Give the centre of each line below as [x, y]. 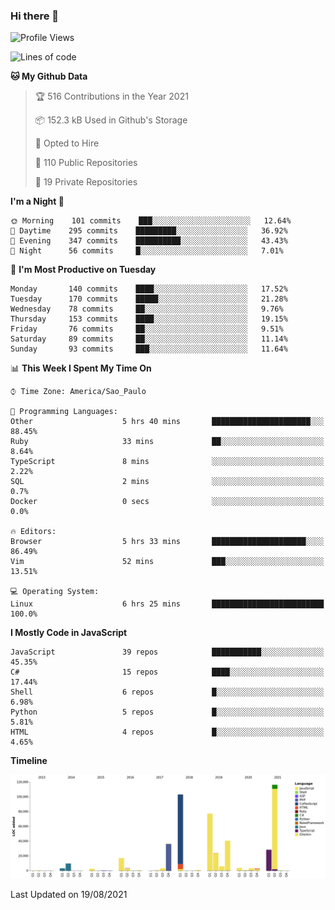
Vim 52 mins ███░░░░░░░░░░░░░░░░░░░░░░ [167, 562]
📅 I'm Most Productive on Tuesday [83, 270]
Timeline [29, 761]
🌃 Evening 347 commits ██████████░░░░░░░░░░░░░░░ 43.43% [149, 241]
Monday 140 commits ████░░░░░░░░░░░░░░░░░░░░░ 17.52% [149, 289]
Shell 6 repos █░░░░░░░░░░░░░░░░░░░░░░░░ [167, 692]
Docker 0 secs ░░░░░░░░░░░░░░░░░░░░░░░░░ [167, 502]
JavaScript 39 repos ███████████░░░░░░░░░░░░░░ [167, 652]
